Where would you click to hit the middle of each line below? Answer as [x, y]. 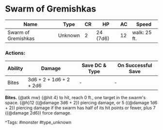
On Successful [135, 65]
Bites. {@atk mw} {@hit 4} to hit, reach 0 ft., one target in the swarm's [75, 98]
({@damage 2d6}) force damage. [38, 113]
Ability [15, 69]
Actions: [15, 53]
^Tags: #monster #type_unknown [38, 122]
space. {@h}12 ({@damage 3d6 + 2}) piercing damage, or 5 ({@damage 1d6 [81, 103]
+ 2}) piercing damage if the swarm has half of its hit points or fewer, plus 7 [81, 108]
